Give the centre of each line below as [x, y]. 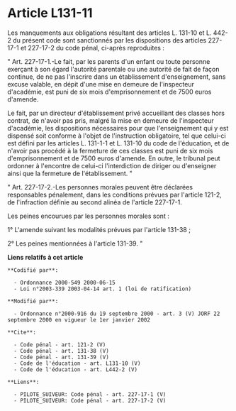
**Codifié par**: [33, 270]
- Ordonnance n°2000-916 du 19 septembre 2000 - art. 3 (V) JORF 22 [117, 314]
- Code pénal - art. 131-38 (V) [62, 351]
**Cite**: [22, 332]
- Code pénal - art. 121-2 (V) [60, 345]
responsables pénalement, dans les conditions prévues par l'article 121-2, [114, 194]
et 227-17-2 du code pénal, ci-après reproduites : [92, 48]
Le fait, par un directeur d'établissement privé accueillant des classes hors [116, 113]
